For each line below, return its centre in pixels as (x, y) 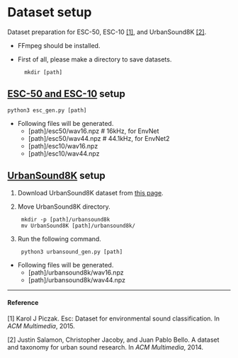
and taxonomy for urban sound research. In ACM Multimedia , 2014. (106, 347)
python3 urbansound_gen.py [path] (72, 252)
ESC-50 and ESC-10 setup (66, 94)
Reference (23, 303)
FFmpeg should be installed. (59, 45)
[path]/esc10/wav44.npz (64, 154)
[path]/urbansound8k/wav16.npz (76, 272)
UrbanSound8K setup (56, 176)
